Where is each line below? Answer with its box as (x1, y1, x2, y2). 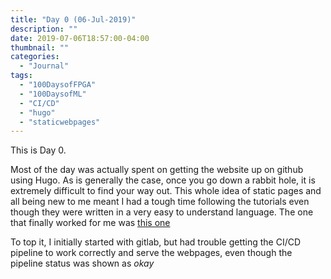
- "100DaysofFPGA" (19, 80, 97, 90)
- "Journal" (19, 61, 70, 71)
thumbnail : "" (10, 42, 70, 53)
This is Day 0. (10, 144, 67, 156)
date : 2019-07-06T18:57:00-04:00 (10, 33, 150, 43)
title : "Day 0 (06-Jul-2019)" (10, 14, 137, 25)
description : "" (10, 24, 78, 34)
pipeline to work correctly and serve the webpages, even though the (10, 247, 293, 259)
